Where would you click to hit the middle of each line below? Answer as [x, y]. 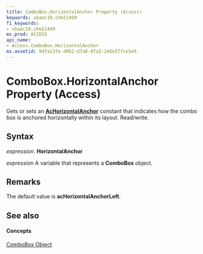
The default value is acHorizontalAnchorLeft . [64, 196]
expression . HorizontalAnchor [45, 151]
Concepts [19, 231]
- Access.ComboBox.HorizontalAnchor [52, 46]
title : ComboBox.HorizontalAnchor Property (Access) [74, 12]
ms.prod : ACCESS [27, 35]
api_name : [19, 40]
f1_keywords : [23, 23]
